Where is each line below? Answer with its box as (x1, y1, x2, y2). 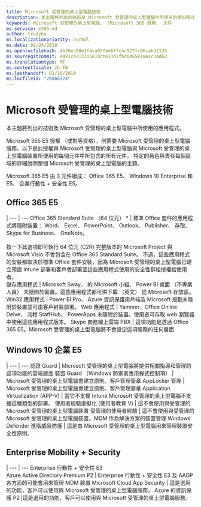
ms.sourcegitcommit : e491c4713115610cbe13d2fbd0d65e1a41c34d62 (6, 53, 167, 59)
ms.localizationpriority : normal (6, 37, 90, 43)
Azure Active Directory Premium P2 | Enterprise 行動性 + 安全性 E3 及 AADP (6, 472, 193, 479)
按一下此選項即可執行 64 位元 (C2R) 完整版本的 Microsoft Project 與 (6, 243, 173, 250)
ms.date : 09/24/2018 (6, 43, 58, 49)
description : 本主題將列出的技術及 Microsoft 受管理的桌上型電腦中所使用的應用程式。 (6, 14, 200, 20)
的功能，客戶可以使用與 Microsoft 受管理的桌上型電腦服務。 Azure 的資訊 (6, 487, 187, 494)
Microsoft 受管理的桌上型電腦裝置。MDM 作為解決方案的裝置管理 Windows (6, 415, 191, 422)
